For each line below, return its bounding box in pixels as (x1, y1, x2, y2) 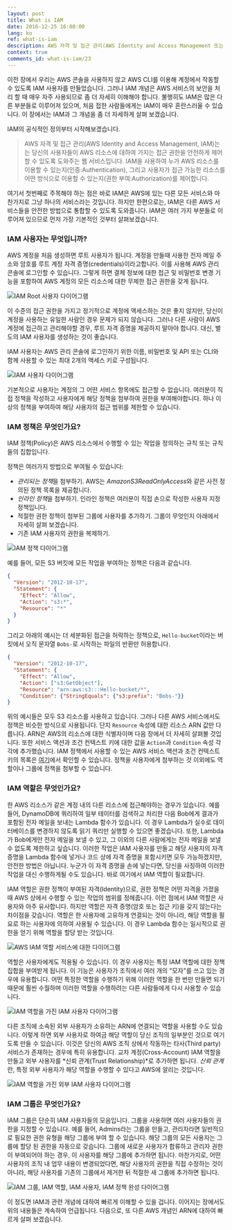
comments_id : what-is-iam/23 (7, 56, 91, 62)
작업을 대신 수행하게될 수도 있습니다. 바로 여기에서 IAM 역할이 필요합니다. (7, 870, 205, 878)
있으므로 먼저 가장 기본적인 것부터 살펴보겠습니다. (25, 214, 159, 223)
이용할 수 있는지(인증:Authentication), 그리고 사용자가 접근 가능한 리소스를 (24, 165, 226, 174)
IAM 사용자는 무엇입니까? (7, 234, 88, 244)
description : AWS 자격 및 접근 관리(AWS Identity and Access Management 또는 (7, 42, 224, 49)
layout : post (7, 10, 45, 17)
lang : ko (7, 29, 33, 37)
